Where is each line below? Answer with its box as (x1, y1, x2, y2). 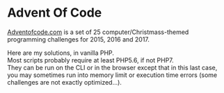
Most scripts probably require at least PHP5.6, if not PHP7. (7, 56, 174, 64)
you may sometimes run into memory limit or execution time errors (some (7, 71, 218, 79)
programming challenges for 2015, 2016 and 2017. (7, 35, 150, 43)
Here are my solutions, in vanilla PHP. (7, 49, 115, 57)
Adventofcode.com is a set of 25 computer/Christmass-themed (7, 28, 189, 36)
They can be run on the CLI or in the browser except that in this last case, (7, 63, 218, 71)
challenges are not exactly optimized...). (7, 78, 122, 86)
